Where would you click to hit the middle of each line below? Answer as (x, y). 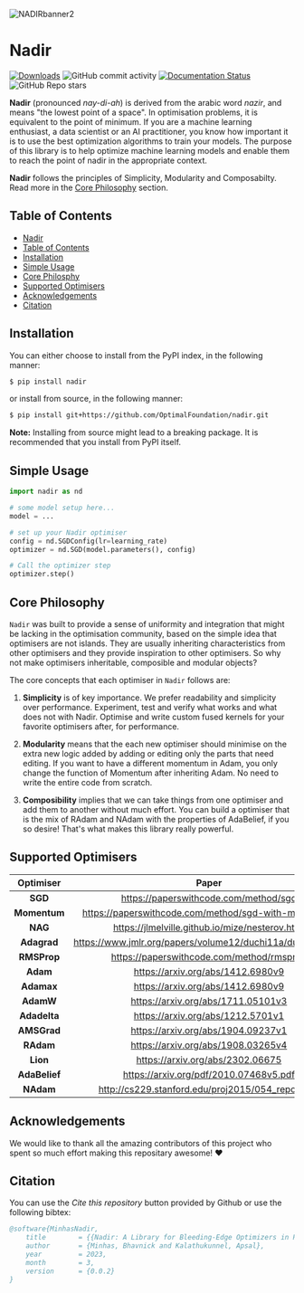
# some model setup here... (62, 508)
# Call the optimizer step (60, 566)
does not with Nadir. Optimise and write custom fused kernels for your (153, 717)
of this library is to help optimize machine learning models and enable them (149, 150)
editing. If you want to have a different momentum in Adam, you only (150, 763)
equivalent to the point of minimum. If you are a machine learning (131, 121)
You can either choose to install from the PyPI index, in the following (136, 355)
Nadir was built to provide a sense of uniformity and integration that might (147, 623)
